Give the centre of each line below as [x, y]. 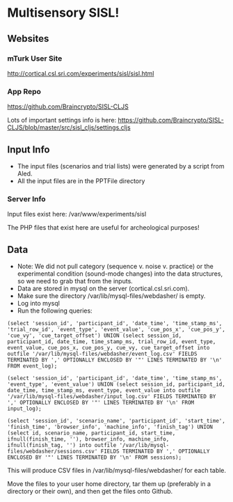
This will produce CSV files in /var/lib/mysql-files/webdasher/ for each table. [117, 471]
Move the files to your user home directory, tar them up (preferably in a [109, 484]
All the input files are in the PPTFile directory [81, 181]
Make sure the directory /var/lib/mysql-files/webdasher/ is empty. [111, 296]
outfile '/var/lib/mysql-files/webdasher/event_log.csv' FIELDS [102, 354]
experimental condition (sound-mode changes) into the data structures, [120, 274]
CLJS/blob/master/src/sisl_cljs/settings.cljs [69, 127]
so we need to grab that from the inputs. [75, 281]
